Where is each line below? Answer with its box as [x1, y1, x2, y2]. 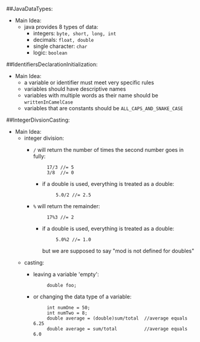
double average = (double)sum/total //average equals [47, 315, 188, 321]
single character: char [33, 42, 88, 50]
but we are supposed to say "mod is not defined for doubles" [42, 248, 195, 254]
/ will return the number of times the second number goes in [33, 146, 184, 153]
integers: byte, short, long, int [33, 30, 117, 37]
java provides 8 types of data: [24, 24, 98, 30]
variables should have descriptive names [24, 85, 126, 93]
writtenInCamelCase [24, 99, 74, 105]
